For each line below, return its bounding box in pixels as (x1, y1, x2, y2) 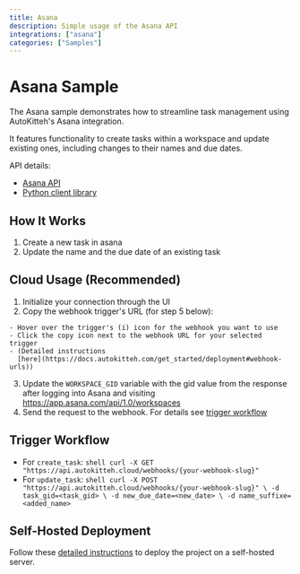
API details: (9, 161, 51, 171)
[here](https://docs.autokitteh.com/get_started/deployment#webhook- (17, 354, 282, 363)
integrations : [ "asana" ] (9, 30, 102, 39)
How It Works (9, 213, 87, 229)
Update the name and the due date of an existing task (21, 247, 221, 257)
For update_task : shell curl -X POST (21, 474, 159, 484)
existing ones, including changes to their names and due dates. (9, 143, 244, 153)
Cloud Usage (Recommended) (9, 273, 181, 288)
